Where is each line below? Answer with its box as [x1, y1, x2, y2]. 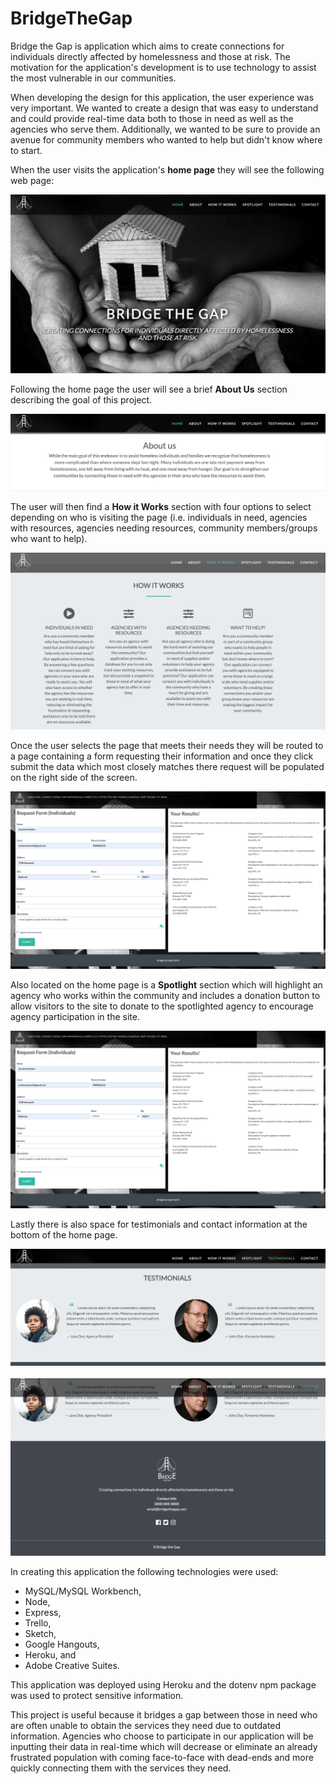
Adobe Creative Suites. [24, 1660, 120, 1672]
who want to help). [10, 532, 88, 544]
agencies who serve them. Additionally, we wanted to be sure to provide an [10, 123, 321, 135]
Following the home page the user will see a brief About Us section [10, 383, 288, 396]
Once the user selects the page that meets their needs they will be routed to [10, 740, 324, 752]
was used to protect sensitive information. [10, 1690, 184, 1702]
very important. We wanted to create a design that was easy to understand [10, 102, 319, 114]
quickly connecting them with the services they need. [10, 1762, 232, 1774]
